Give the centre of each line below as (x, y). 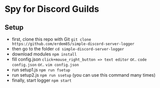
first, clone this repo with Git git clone (51, 39)
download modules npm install (44, 54)
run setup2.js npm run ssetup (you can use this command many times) (84, 75)
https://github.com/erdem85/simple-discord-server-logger (73, 44)
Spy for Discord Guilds (52, 9)
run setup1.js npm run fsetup (41, 70)
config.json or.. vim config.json (45, 65)
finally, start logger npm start (42, 80)
